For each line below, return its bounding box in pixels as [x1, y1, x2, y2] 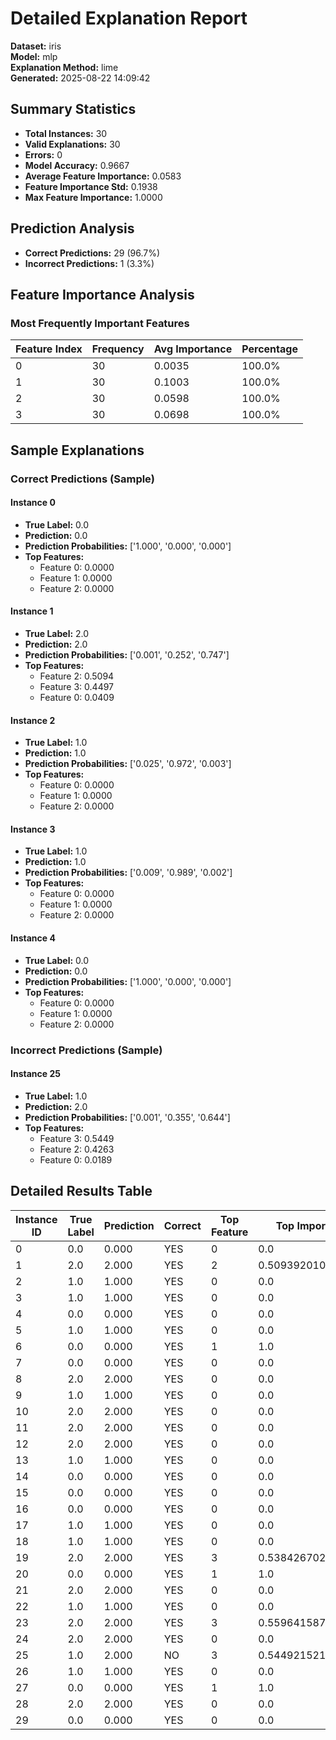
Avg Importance [153, 342, 233, 356]
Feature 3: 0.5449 [39, 1132, 115, 1144]
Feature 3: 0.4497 [39, 680, 115, 692]
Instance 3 [10, 823, 56, 835]
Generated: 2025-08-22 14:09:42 [10, 72, 151, 84]
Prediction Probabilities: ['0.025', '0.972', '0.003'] [24, 758, 232, 770]
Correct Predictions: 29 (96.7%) [24, 247, 161, 259]
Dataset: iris [10, 40, 62, 52]
